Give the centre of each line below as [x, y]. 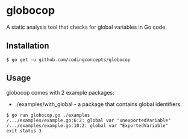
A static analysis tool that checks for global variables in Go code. [87, 27]
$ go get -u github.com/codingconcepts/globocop [68, 60]
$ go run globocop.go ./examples [48, 115]
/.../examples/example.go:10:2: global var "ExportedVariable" [87, 126]
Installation [28, 46]
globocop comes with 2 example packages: [60, 92]
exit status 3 [24, 131]
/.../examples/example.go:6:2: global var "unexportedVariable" [89, 120]
